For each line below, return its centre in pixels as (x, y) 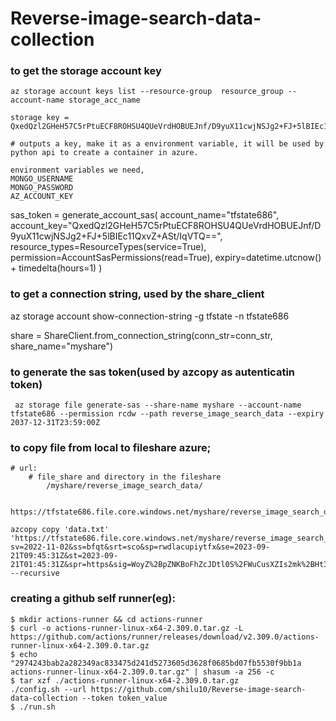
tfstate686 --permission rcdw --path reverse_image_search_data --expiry (167, 414)
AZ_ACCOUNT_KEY (42, 197)
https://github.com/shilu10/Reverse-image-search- (198, 689)
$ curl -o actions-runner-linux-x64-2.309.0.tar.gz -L (127, 628)
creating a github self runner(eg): (93, 599)
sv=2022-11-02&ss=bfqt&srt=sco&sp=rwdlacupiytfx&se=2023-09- (140, 547)
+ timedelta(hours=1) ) (56, 268)
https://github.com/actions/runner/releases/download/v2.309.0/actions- (165, 637)
